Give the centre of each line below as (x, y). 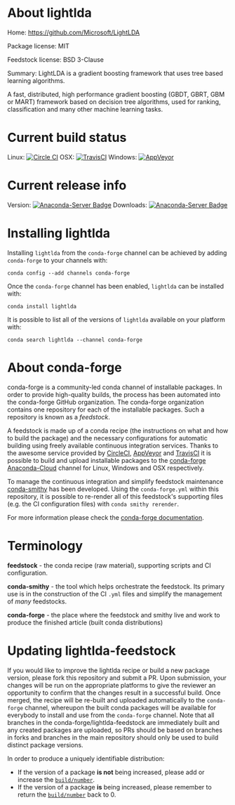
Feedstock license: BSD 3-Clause (55, 59)
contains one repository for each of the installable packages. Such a (106, 410)
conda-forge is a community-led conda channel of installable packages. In (115, 387)
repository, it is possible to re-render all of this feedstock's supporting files (115, 496)
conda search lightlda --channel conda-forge (75, 340)
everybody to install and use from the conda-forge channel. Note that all (111, 715)
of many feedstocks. (37, 601)
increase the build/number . (56, 779)
